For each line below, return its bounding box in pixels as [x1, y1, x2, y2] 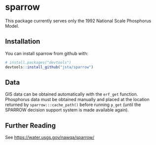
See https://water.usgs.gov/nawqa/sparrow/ [5, 135, 94, 141]
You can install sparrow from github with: [5, 50, 89, 56]
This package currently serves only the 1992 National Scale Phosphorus [5, 18, 152, 24]
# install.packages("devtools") [5, 60, 71, 65]
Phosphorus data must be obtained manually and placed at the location [5, 97, 150, 103]
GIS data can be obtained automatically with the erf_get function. [5, 91, 138, 97]
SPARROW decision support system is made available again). [5, 107, 129, 113]
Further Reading [5, 121, 56, 130]
